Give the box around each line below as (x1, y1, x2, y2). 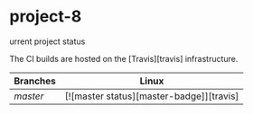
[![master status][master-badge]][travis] (64, 90, 239, 102)
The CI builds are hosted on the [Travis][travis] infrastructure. (9, 53, 239, 64)
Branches (14, 75, 56, 87)
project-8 (9, 6, 82, 27)
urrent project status (9, 36, 86, 47)
